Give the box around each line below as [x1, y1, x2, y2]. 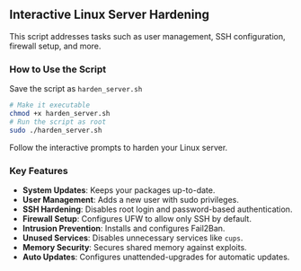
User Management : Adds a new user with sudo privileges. [22, 194, 240, 205]
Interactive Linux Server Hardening [9, 7, 209, 22]
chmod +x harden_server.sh [9, 109, 111, 118]
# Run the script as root [9, 117, 106, 127]
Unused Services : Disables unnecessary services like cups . [22, 232, 243, 243]
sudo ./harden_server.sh [9, 126, 102, 135]
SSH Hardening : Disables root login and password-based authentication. [22, 204, 293, 214]
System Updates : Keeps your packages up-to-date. [22, 184, 216, 196]
